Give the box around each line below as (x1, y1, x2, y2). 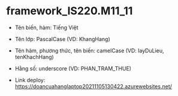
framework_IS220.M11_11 (6, 4, 133, 18)
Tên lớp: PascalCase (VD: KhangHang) (14, 35, 111, 42)
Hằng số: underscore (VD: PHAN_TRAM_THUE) (14, 64, 132, 72)
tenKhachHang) (14, 53, 54, 60)
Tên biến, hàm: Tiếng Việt (14, 24, 79, 31)
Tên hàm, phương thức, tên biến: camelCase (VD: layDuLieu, (14, 47, 164, 54)
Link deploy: (14, 76, 46, 83)
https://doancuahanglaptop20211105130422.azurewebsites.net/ (14, 82, 173, 90)
